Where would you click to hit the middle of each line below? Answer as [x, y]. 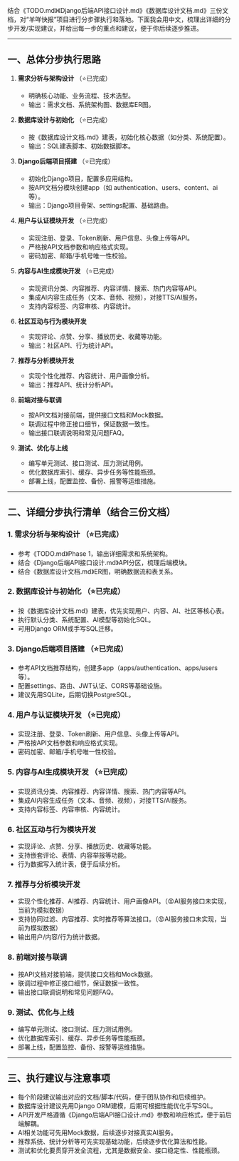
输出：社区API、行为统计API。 [73, 345]
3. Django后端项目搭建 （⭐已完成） [68, 649]
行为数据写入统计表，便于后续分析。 [71, 864]
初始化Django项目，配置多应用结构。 [83, 178]
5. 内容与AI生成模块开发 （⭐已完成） [70, 772]
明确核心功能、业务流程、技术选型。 [81, 96]
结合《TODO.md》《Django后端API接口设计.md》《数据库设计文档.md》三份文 [118, 10]
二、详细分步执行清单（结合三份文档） [91, 512]
